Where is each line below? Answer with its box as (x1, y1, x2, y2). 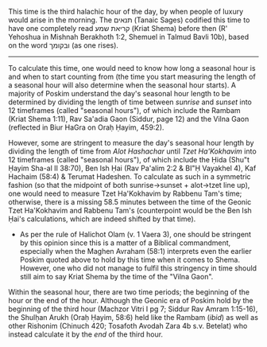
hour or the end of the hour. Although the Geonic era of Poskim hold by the (8, 296, 253, 305)
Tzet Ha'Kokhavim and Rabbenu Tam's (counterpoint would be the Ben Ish (8, 206, 252, 215)
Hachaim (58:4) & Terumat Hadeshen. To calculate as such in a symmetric (8, 172, 252, 181)
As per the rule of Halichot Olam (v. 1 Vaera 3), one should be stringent (19, 230, 252, 239)
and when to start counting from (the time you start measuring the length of (8, 72, 256, 81)
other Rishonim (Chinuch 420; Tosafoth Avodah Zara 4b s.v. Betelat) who (8, 322, 248, 330)
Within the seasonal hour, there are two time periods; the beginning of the (8, 287, 250, 297)
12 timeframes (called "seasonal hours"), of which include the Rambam (8, 106, 241, 115)
